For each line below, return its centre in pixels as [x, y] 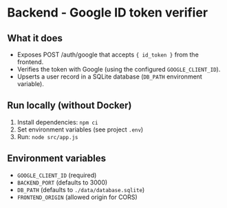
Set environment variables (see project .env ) [80, 129]
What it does [35, 38]
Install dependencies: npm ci [57, 122]
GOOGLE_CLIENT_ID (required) [57, 175]
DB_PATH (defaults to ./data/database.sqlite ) [81, 189]
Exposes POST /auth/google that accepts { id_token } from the [108, 54]
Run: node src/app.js [47, 136]
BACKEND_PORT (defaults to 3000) [62, 182]
